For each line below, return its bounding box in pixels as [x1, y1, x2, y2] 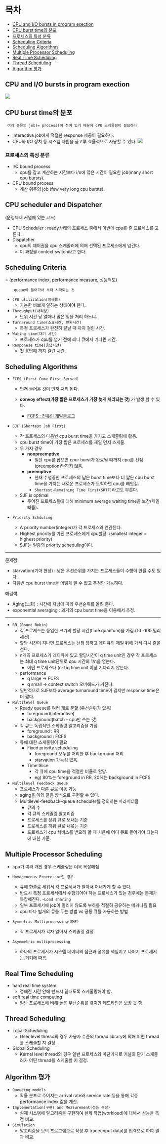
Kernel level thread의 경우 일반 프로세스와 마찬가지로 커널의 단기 [19, 1051, 145, 1057]
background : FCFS [27, 734, 67, 739]
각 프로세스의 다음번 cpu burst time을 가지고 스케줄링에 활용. [19, 433, 138, 439]
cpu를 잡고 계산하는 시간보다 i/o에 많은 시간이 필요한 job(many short [19, 169, 153, 175]
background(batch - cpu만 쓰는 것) [27, 717, 97, 723]
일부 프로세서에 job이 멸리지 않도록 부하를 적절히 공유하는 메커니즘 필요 [19, 902, 157, 908]
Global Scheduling [12, 1045, 50, 1051]
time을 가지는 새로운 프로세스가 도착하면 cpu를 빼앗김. [34, 481, 139, 487]
